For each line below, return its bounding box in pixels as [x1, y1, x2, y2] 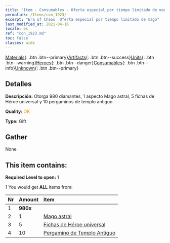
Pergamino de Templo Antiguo [43, 229, 115, 236]
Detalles [5, 79, 32, 89]
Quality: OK [5, 108, 30, 114]
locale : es [5, 26, 28, 31]
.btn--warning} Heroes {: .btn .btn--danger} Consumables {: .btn [5, 59, 135, 66]
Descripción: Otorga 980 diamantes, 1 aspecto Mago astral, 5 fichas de [5, 93, 155, 99]
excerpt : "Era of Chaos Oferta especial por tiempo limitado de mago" [5, 17, 159, 22]
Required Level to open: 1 [5, 174, 59, 180]
